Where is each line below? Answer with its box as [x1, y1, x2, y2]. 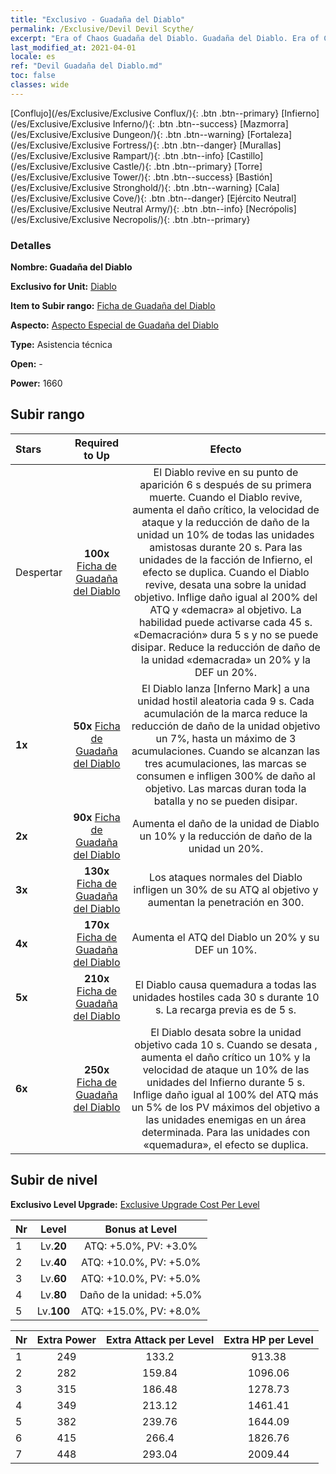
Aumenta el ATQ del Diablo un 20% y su [131, 930, 320, 944]
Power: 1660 [10, 377, 63, 390]
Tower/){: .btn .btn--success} [112, 171, 234, 183]
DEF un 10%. [194, 942, 257, 956]
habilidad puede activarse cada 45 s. [138, 615, 313, 629]
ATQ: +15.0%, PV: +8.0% [81, 1304, 202, 1318]
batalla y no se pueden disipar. [153, 794, 298, 808]
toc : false [10, 71, 56, 81]
